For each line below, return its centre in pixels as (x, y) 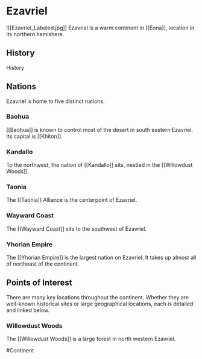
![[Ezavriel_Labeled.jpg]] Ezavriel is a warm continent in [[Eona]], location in (100, 28)
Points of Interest (39, 283)
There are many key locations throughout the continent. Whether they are (97, 297)
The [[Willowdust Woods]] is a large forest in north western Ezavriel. (91, 339)
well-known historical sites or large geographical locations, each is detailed (100, 304)
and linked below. (28, 310)
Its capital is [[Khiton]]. (34, 136)
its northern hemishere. (35, 34)
